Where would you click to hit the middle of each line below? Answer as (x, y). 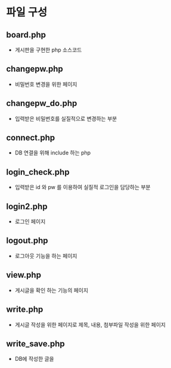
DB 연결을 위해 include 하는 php (53, 153)
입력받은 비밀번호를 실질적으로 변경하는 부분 (66, 118)
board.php (26, 34)
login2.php (27, 206)
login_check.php (38, 172)
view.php (24, 275)
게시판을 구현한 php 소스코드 (48, 50)
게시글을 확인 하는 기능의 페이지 (51, 290)
